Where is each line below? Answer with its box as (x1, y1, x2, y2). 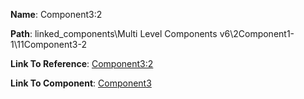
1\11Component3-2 (10, 39, 87, 50)
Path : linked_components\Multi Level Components (10, 28, 218, 39)
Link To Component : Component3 (10, 77, 152, 89)
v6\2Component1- (219, 28, 295, 39)
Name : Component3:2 (10, 9, 103, 20)
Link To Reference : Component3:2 (10, 58, 154, 69)
